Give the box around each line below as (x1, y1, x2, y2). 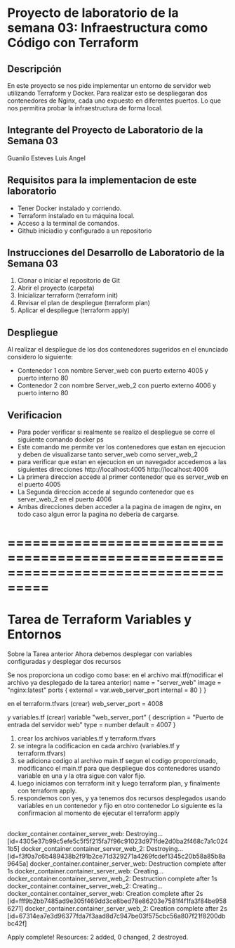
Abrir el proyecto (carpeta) (17, 283, 95, 293)
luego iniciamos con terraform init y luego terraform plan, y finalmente (17, 779, 220, 788)
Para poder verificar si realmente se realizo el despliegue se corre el (17, 428, 215, 437)
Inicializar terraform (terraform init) (17, 291, 119, 300)
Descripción (7, 63, 62, 75)
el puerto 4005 (17, 480, 61, 489)
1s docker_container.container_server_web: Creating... (7, 866, 163, 875)
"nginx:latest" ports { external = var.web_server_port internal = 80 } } (7, 686, 207, 694)
